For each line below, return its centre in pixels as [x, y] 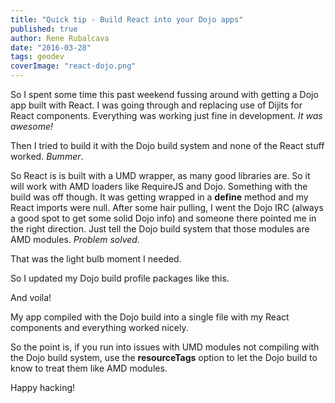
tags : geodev [37, 57]
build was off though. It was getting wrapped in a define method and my [159, 197]
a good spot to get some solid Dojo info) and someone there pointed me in [163, 218]
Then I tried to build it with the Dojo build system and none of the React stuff [167, 145]
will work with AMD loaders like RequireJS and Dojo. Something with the [159, 186]
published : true [44, 29]
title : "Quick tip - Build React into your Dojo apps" [127, 19]
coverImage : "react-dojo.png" [73, 66]
